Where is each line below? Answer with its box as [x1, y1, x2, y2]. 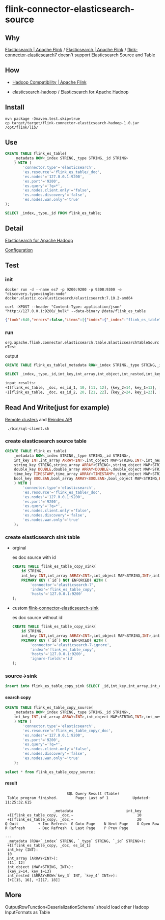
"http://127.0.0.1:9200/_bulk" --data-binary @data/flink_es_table [5, 309, 146, 314]
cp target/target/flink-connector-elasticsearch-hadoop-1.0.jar [5, 120, 139, 125]
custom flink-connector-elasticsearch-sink [12, 605, 99, 611]
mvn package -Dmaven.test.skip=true [5, 116, 80, 121]
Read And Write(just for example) [5, 404, 110, 412]
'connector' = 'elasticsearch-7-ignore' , [30, 642, 111, 647]
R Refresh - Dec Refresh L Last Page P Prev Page [5, 825, 129, 831]
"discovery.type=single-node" [5, 292, 67, 296]
